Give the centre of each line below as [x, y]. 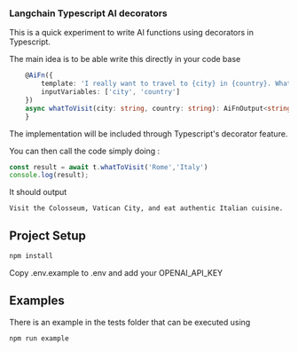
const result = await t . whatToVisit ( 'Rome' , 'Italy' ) [109, 167]
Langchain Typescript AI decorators [89, 13]
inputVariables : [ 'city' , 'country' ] [110, 92]
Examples [37, 301]
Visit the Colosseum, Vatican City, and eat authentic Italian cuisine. [146, 208]
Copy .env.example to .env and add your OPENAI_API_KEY [116, 272]
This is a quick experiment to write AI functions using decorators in [132, 33]
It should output [38, 192]
